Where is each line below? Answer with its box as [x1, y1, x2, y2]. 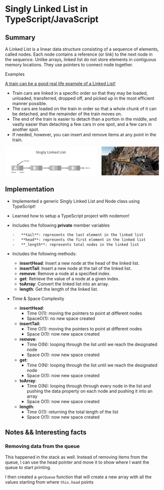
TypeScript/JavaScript [5, 14, 99, 25]
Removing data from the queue [5, 443, 80, 450]
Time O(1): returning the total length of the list [26, 409, 119, 415]
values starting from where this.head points [5, 479, 94, 485]
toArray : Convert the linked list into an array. [19, 281, 109, 287]
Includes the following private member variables [12, 222, 110, 228]
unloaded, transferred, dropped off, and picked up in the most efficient [12, 95, 155, 101]
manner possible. [12, 101, 47, 106]
